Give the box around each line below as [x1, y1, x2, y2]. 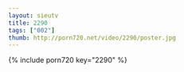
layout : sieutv [8, 11, 59, 20]
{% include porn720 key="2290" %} [8, 55, 127, 65]
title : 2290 [8, 19, 48, 27]
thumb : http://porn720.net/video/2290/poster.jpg [8, 33, 177, 42]
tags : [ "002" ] [8, 26, 56, 34]
